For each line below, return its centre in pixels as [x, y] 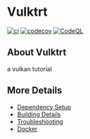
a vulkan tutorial [30, 68]
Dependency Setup [44, 107]
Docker [27, 129]
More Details [35, 91]
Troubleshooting [40, 121]
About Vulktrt [37, 52]
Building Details [39, 114]
